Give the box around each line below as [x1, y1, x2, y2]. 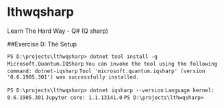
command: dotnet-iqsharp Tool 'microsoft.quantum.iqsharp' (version [7, 68, 206, 75]
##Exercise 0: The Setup [7, 40, 77, 48]
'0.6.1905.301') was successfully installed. [7, 73, 139, 81]
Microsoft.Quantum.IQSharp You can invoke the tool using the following [7, 60, 218, 67]
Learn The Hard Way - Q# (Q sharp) [7, 27, 108, 35]
